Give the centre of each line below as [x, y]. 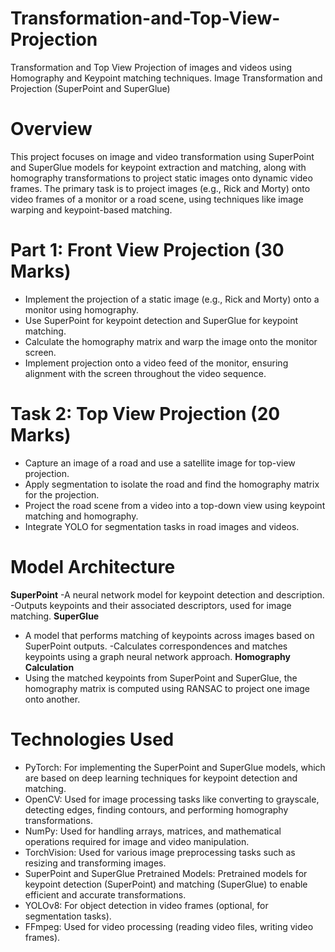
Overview [51, 129]
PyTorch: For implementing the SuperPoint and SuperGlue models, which [175, 767]
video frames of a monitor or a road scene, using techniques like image [157, 199]
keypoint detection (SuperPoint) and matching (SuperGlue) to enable [166, 884]
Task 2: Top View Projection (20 [145, 414]
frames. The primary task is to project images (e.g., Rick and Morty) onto [160, 188]
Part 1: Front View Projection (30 [147, 250]
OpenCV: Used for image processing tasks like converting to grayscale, [172, 799]
